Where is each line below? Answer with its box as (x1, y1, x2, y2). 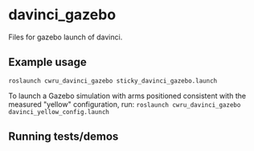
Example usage (8, 55, 87, 69)
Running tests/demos (8, 130, 119, 144)
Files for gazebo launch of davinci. (8, 32, 123, 42)
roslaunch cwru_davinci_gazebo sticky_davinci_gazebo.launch (8, 76, 218, 85)
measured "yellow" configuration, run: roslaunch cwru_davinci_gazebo (8, 99, 241, 109)
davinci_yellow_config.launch (8, 108, 110, 116)
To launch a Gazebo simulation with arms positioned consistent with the (8, 91, 247, 100)
